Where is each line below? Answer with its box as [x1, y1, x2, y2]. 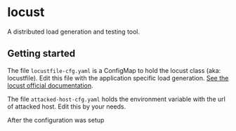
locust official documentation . [7, 81, 93, 90]
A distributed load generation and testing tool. [7, 27, 140, 36]
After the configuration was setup [7, 116, 105, 124]
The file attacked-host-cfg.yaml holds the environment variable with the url [7, 95, 226, 103]
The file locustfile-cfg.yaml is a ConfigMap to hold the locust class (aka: [7, 66, 221, 74]
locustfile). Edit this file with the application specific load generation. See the [7, 74, 229, 82]
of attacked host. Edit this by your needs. [7, 102, 126, 111]
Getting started [7, 48, 76, 60]
